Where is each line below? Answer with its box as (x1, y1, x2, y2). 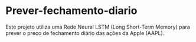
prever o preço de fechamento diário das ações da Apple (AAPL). (5, 29, 165, 36)
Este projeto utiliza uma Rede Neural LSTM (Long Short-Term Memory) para (5, 23, 190, 30)
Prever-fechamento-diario (5, 4, 138, 17)
